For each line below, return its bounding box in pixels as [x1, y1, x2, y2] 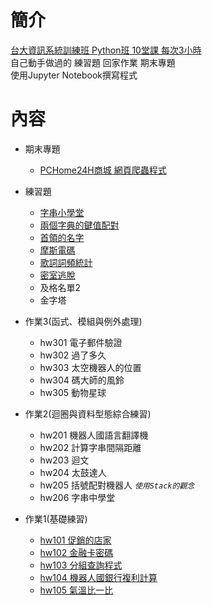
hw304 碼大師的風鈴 [39, 374, 125, 386]
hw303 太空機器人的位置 [39, 361, 142, 373]
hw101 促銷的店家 [39, 534, 112, 546]
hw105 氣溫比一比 [39, 584, 114, 596]
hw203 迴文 [39, 454, 90, 466]
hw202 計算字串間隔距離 [39, 441, 142, 453]
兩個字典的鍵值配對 [39, 219, 120, 231]
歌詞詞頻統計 [39, 256, 93, 268]
